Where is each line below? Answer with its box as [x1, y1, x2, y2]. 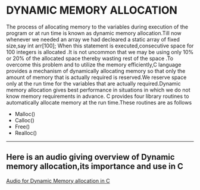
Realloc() [14, 129, 37, 137]
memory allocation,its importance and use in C [6, 161, 183, 172]
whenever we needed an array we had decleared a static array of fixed [6, 36, 180, 43]
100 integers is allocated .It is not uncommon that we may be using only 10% [6, 48, 194, 55]
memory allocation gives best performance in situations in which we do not [6, 86, 190, 93]
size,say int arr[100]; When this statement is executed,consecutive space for [6, 42, 194, 49]
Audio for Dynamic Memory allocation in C [6, 177, 110, 184]
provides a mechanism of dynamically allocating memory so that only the [6, 67, 186, 74]
